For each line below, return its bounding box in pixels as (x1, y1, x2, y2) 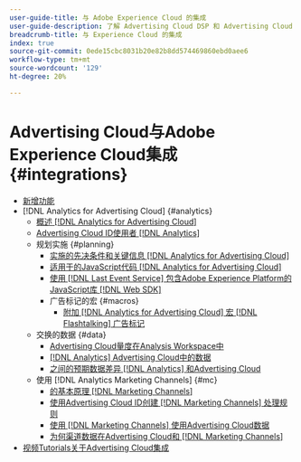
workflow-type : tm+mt (9, 55, 91, 64)
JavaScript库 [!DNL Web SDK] (49, 284, 162, 295)
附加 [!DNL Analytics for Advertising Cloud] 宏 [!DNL (62, 306, 258, 317)
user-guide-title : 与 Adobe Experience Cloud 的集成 (9, 13, 207, 23)
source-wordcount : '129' (9, 64, 103, 73)
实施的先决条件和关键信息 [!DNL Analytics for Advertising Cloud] (49, 250, 290, 260)
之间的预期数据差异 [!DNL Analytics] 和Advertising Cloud (49, 363, 261, 373)
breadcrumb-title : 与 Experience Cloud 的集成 (9, 30, 183, 39)
